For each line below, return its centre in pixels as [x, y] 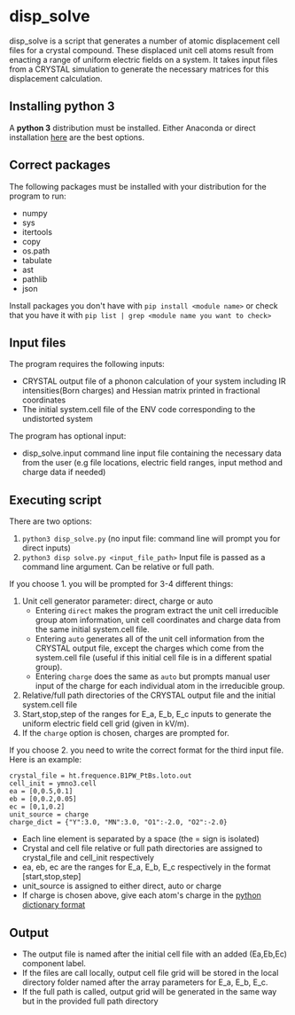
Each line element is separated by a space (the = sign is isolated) [140, 839]
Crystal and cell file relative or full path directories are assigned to [142, 848]
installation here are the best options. [77, 137]
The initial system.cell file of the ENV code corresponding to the [139, 410]
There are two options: [50, 521]
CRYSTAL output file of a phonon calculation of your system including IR [154, 381]
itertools [37, 231]
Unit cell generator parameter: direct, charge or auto [117, 601]
